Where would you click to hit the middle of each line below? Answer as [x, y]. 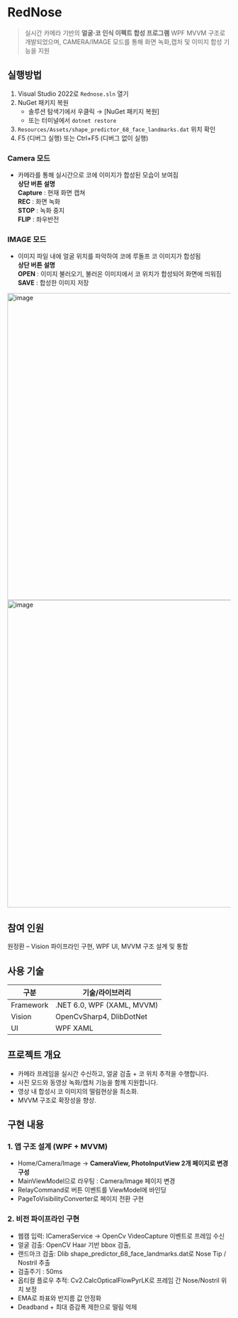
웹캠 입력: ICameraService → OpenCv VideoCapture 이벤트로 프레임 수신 [121, 1236]
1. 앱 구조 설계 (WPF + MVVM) [58, 1147]
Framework [30, 1005]
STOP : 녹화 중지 [41, 211]
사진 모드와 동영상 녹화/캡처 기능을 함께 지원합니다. [87, 1082]
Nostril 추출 [34, 1262]
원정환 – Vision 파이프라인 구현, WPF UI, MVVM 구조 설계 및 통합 [98, 946]
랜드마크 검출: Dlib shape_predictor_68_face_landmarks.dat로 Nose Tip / [122, 1253]
